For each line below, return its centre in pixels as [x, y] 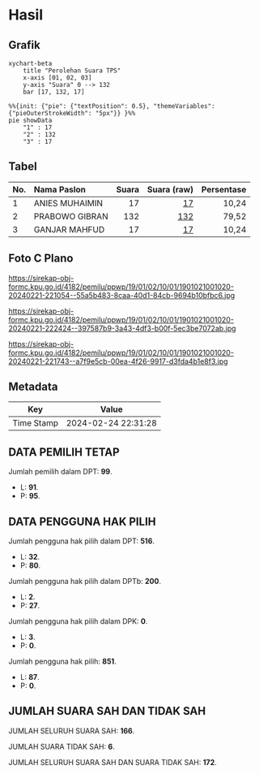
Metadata [33, 387]
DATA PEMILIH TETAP [64, 452]
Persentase [224, 189]
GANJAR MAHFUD [69, 229]
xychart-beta [30, 63]
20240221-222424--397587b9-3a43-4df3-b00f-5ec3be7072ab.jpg [122, 328]
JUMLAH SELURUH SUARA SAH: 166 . [72, 731]
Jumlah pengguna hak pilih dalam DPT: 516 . [82, 541]
